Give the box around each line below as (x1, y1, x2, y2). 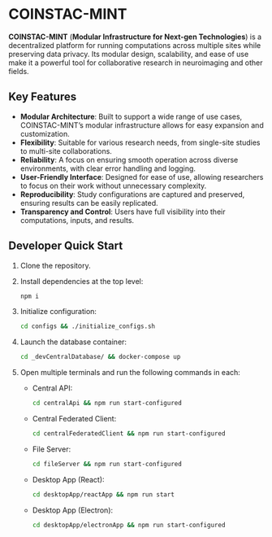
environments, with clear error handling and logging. (19, 164, 196, 173)
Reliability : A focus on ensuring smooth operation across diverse (19, 155, 239, 164)
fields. (8, 66, 30, 76)
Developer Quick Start (8, 239, 123, 253)
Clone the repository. (19, 260, 91, 270)
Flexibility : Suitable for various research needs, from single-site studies (19, 138, 261, 147)
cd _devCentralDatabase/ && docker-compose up (19, 353, 181, 361)
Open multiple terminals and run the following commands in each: (19, 368, 241, 378)
